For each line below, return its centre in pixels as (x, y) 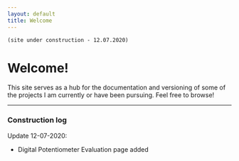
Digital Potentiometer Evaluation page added (83, 149)
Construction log (37, 120)
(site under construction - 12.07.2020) (68, 40)
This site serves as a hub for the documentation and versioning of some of (117, 88)
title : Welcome (30, 21)
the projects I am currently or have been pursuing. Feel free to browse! (111, 95)
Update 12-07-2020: (37, 135)
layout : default (31, 14)
